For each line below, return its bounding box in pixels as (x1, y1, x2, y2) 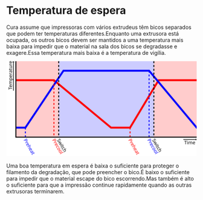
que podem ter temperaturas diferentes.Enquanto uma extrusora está (6, 30, 179, 37)
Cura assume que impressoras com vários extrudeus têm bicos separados (6, 23, 192, 31)
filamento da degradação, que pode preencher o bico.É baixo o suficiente (6, 168, 190, 175)
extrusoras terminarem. (6, 187, 65, 195)
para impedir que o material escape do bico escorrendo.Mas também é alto (6, 175, 195, 182)
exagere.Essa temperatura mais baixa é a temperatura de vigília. (6, 49, 166, 56)
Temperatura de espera (6, 4, 126, 17)
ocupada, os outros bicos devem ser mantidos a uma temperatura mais (6, 36, 184, 43)
